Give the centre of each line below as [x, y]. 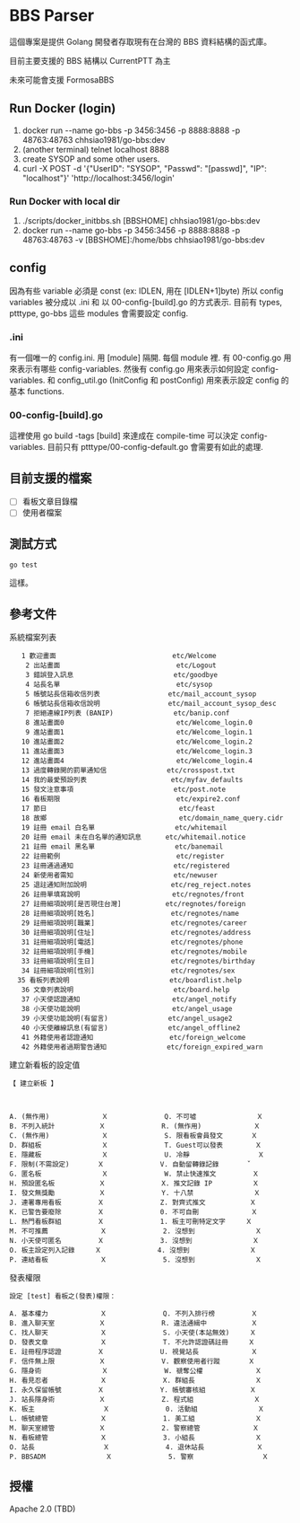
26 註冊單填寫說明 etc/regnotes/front [133, 894]
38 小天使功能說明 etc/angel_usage [127, 1009]
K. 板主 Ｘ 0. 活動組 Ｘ [137, 1409]
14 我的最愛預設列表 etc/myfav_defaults [132, 780]
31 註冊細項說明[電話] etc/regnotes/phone [132, 942]
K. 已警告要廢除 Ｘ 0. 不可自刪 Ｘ [133, 1212]
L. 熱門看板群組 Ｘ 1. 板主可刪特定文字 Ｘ [131, 1222]
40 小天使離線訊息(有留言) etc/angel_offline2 [131, 1028]
